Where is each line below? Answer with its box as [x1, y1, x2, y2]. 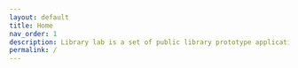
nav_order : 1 [9, 29, 58, 38]
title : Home [9, 21, 53, 30]
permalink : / [9, 46, 58, 55]
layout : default [9, 12, 69, 22]
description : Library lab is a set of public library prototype [9, 37, 252, 47]
